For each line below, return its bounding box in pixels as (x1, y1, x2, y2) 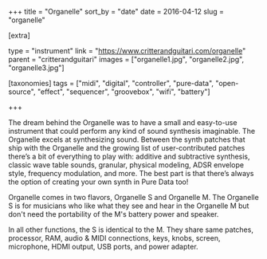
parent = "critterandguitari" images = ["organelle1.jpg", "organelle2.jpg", (8, 55, 245, 64)
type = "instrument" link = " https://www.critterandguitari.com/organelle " (8, 46, 246, 55)
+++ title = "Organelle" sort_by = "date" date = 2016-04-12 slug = (8, 7, 225, 16)
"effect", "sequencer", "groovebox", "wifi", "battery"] (37, 87, 210, 96)
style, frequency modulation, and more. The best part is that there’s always (8, 169, 254, 178)
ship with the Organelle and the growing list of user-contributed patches (8, 143, 245, 152)
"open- (214, 79, 239, 88)
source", (8, 87, 36, 96)
